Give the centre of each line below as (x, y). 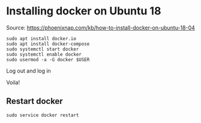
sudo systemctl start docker (43, 49)
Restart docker (34, 101)
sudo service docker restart (43, 115)
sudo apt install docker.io (41, 38)
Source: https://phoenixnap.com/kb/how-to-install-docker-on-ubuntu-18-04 (100, 28)
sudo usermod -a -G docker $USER (48, 59)
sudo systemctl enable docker (44, 54)
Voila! (13, 82)
